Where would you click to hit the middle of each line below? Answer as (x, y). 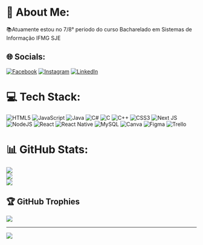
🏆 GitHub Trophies (43, 202)
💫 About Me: (38, 12)
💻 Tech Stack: (43, 97)
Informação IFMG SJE (34, 38)
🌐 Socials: (26, 57)
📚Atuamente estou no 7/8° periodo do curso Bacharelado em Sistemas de (99, 29)
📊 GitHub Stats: (47, 149)
